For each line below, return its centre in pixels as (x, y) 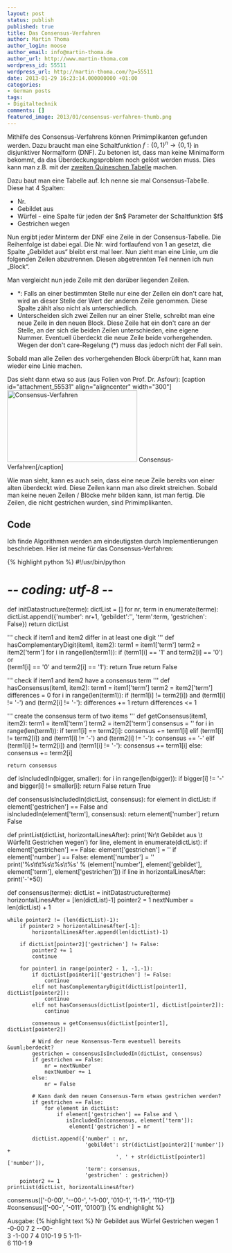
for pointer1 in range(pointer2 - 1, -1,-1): (87, 969)
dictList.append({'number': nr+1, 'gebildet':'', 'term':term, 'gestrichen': (107, 617)
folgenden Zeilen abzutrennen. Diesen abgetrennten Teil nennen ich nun (110, 259)
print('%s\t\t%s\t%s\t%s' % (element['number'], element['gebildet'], (105, 864)
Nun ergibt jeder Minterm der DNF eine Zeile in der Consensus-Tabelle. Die (114, 237)
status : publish (30, 20)
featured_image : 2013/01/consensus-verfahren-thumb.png (89, 117)
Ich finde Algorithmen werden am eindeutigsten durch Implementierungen (113, 541)
